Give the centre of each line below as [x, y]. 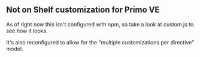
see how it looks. [27, 31]
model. [15, 49]
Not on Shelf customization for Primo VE [83, 10]
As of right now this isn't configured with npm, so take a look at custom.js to [100, 24]
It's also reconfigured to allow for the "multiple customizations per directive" [100, 42]
